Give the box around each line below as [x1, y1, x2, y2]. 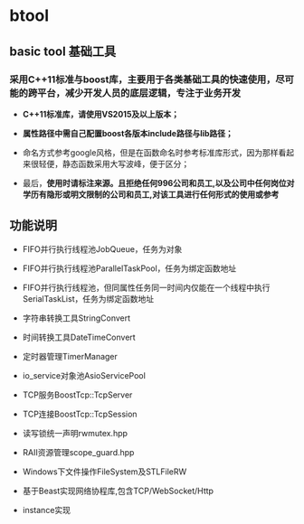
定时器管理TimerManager [22, 351, 118, 361]
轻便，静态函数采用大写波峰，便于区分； [38, 158, 190, 169]
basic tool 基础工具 [9, 43, 117, 59]
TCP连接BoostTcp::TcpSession [22, 408, 138, 419]
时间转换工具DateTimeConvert [22, 332, 136, 342]
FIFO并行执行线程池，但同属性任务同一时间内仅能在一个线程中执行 [22, 282, 271, 293]
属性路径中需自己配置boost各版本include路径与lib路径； [22, 127, 233, 138]
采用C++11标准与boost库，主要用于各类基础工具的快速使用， [9, 73, 276, 86]
